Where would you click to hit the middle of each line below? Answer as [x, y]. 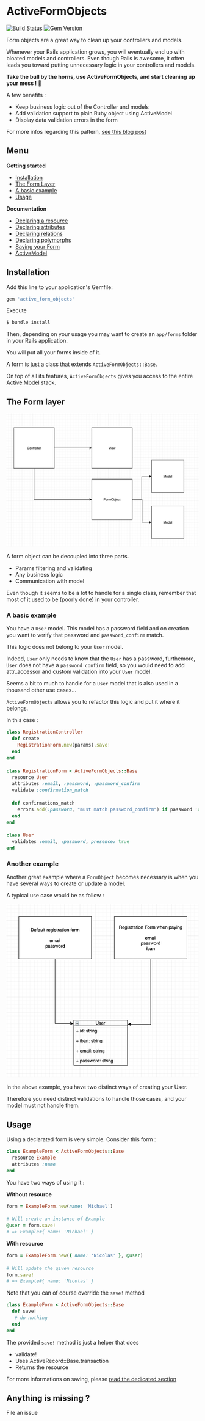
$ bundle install [28, 323]
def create [26, 739]
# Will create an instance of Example [56, 1219]
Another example [33, 864]
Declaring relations [39, 233]
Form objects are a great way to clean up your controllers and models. [95, 40]
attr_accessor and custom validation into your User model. [79, 672]
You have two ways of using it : [45, 1182]
